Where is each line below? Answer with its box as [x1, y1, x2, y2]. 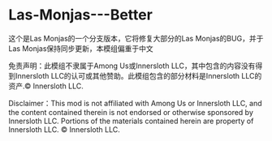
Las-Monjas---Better [8, 6, 153, 24]
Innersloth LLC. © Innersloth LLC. [8, 124, 120, 135]
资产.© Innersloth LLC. [8, 81, 84, 91]
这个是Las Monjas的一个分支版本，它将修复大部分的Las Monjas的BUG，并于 [8, 33, 264, 43]
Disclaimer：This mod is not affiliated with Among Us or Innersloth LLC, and [8, 98, 262, 108]
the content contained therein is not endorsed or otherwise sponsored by [8, 107, 254, 117]
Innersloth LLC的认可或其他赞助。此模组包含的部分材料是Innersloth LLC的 [15, 70, 262, 80]
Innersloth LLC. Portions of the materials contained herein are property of [8, 116, 254, 126]
